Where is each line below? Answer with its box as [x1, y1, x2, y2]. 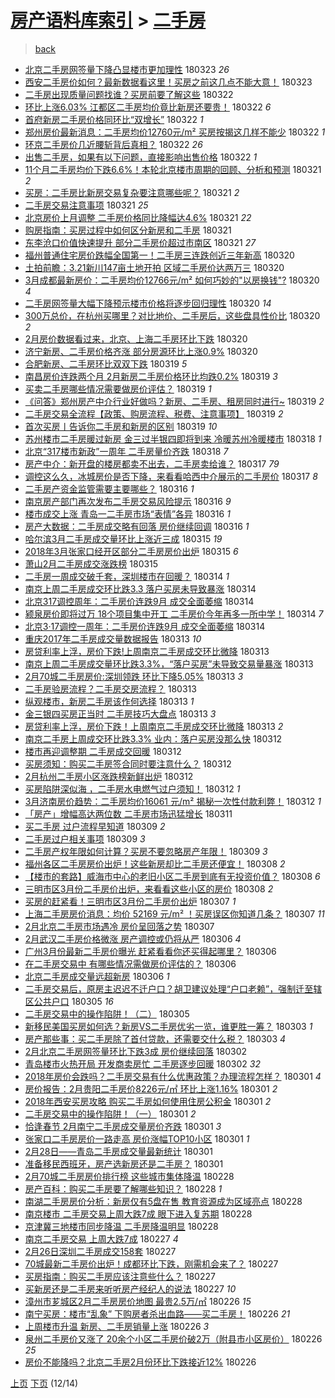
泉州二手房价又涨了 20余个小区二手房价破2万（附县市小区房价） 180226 [24, 1332, 323, 1345]
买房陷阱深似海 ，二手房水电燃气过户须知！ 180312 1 [24, 782, 241, 795]
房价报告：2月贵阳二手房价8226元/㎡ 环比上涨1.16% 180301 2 [24, 1082, 278, 1095]
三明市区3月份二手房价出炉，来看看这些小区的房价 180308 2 [24, 882, 274, 895]
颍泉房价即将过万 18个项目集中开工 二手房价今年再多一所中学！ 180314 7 [24, 607, 324, 620]
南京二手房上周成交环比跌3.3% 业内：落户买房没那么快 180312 [24, 732, 283, 745]
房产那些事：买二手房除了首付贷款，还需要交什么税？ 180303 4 [24, 1032, 287, 1045]
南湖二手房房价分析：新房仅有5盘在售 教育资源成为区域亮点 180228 [24, 1195, 303, 1207]
